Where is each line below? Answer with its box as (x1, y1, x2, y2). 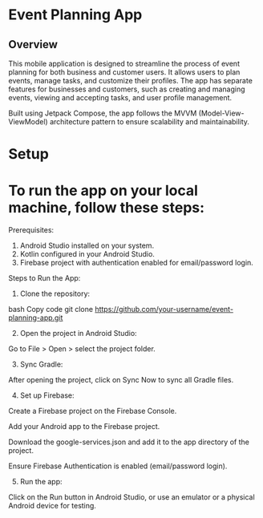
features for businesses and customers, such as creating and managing (8, 84, 245, 94)
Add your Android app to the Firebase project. (8, 422, 160, 431)
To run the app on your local (8, 182, 199, 200)
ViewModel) (8, 117, 48, 126)
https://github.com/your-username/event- (95, 305, 234, 314)
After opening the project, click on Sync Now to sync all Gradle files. (8, 375, 234, 385)
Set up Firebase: (19, 391, 75, 400)
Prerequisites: (8, 225, 55, 235)
